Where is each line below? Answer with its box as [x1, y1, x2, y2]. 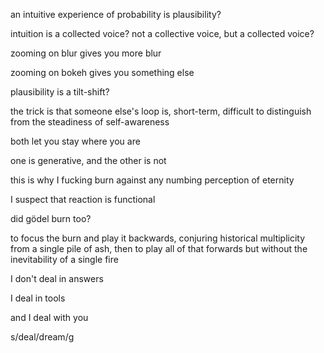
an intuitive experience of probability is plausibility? [10, 9, 222, 20]
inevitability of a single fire [10, 254, 119, 265]
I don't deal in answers [10, 273, 104, 284]
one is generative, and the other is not [10, 155, 167, 166]
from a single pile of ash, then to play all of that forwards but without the [10, 243, 308, 254]
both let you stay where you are [10, 135, 141, 147]
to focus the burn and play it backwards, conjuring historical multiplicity [10, 232, 306, 244]
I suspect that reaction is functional [10, 194, 156, 205]
